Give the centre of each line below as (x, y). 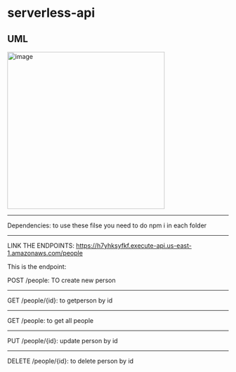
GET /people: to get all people (50, 320)
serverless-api (51, 13)
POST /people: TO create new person (61, 280)
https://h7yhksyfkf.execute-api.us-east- (134, 246)
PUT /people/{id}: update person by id (63, 341)
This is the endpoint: (37, 267)
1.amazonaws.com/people (45, 253)
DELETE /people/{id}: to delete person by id (71, 361)
